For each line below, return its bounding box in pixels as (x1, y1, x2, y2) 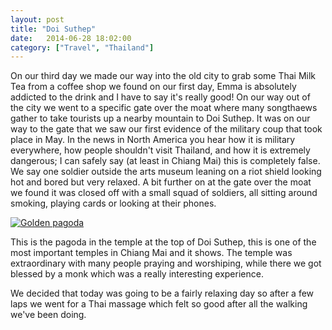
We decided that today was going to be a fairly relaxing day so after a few (10, 287, 315, 300)
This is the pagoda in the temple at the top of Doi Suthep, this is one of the (10, 236, 317, 248)
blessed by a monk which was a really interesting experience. (10, 268, 264, 280)
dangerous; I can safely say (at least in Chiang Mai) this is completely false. (10, 155, 321, 167)
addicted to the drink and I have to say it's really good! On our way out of (10, 91, 311, 103)
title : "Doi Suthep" (10, 24, 97, 34)
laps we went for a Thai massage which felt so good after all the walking (10, 298, 308, 310)
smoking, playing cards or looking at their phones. (10, 197, 217, 210)
